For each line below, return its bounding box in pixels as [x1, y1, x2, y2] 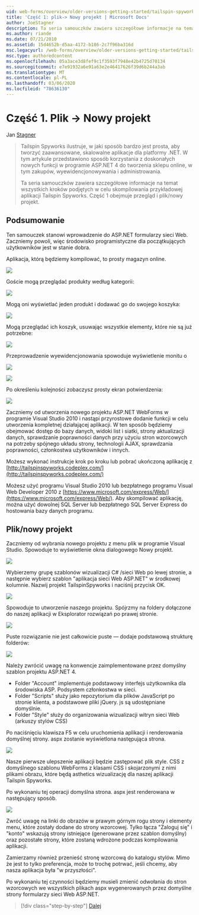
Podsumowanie [6, 215, 65, 225]
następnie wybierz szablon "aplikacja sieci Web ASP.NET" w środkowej [6, 575, 181, 582]
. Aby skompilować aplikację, [112, 494, 184, 501]
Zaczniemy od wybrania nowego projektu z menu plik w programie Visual [6, 540, 185, 547]
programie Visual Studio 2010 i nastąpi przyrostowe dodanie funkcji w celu [6, 415, 188, 422]
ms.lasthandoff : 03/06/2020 [6, 81, 76, 87]
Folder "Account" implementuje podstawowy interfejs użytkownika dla [14, 680, 187, 687]
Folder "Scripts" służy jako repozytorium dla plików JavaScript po [14, 692, 175, 700]
